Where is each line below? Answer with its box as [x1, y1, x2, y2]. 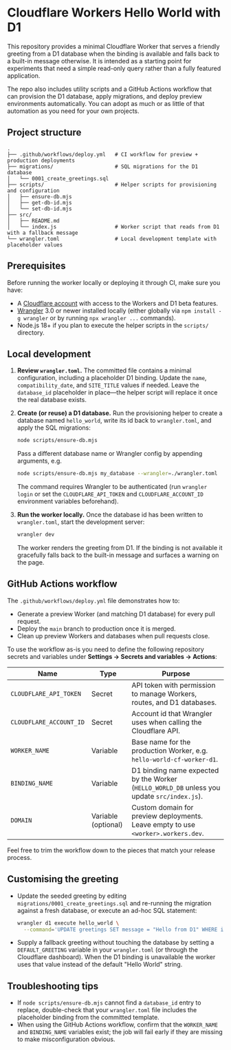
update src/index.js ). [131, 791, 203, 801]
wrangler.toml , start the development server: [16, 518, 145, 526]
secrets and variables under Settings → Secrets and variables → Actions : [7, 652, 218, 660]
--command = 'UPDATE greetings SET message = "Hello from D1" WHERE [23, 926, 218, 933]
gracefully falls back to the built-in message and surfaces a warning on [16, 551, 219, 559]
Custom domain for [131, 802, 194, 812]
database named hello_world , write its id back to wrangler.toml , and [16, 417, 212, 425]
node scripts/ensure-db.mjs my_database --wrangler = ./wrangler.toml [16, 470, 218, 477]
